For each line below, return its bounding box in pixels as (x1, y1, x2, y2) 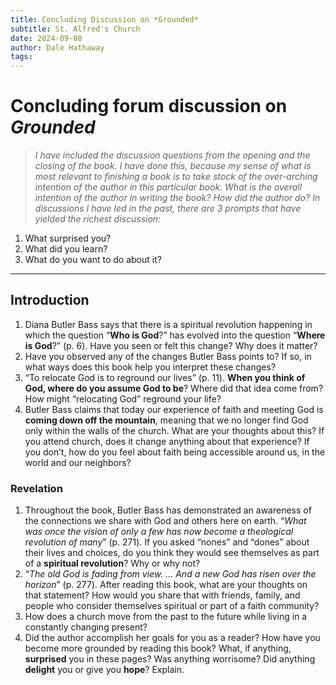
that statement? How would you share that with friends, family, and (24, 589, 301, 601)
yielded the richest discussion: (34, 213, 162, 225)
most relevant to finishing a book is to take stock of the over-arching (34, 171, 318, 183)
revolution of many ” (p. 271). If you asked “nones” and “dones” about (24, 536, 310, 548)
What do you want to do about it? (24, 254, 162, 266)
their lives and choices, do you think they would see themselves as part (24, 547, 320, 559)
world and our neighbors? (24, 456, 132, 468)
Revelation (10, 481, 63, 495)
